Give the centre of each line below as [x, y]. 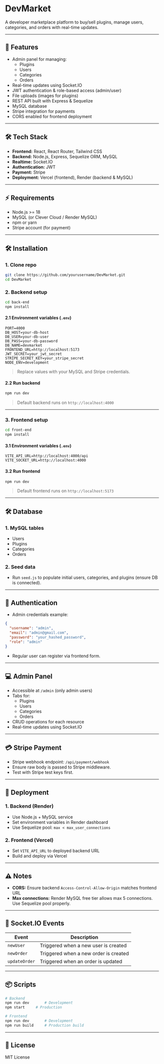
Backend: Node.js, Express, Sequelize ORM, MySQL [65, 156]
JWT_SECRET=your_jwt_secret [34, 354]
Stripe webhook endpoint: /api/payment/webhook [61, 762]
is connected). [27, 583]
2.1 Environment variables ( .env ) [38, 318]
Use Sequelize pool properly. [41, 903]
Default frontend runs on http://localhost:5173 [65, 491]
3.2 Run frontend [23, 471]
